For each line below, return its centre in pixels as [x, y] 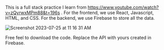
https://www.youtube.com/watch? [123, 7]
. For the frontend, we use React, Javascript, [107, 13]
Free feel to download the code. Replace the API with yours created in [78, 38]
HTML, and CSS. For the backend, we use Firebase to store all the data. [80, 18]
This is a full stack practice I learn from [46, 7]
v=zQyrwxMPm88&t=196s [32, 13]
